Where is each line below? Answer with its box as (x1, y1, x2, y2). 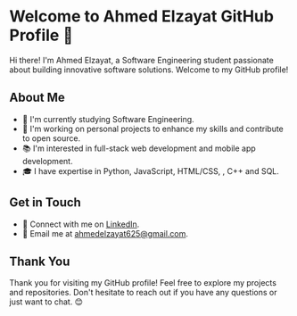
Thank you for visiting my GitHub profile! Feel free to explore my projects (9, 278, 276, 288)
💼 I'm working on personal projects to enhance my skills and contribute (21, 123, 284, 134)
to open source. (21, 132, 81, 144)
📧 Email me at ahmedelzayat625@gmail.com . (21, 228, 189, 238)
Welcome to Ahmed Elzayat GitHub (9, 6, 275, 27)
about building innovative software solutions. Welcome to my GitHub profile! (9, 64, 289, 75)
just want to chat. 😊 (9, 296, 83, 307)
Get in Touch (9, 195, 82, 211)
